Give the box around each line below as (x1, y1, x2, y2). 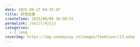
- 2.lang (9, 30, 28, 35)
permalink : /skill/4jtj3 (5, 21, 56, 26)
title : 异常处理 (5, 12, 35, 17)
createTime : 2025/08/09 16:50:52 (5, 16, 74, 21)
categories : (5, 25, 29, 30)
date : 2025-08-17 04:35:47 (5, 7, 60, 12)
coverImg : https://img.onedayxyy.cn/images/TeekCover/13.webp (5, 35, 135, 40)
